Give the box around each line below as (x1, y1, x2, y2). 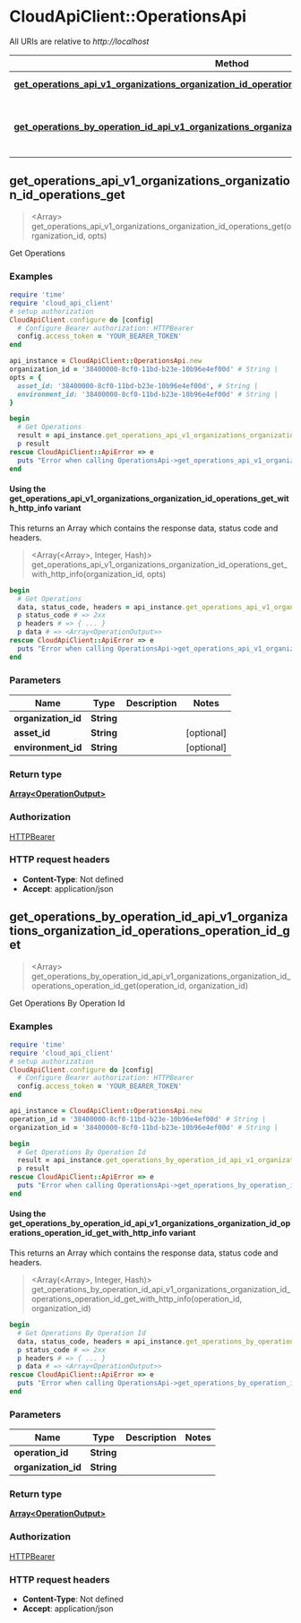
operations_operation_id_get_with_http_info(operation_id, (30, 1293, 243, 1304)
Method (214, 56, 249, 69)
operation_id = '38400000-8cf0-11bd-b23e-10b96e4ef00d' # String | (9, 1114, 267, 1124)
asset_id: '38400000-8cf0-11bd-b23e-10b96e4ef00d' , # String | (17, 381, 258, 391)
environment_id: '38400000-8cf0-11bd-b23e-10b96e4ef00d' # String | (17, 390, 279, 399)
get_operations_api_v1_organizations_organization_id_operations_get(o (30, 220, 292, 231)
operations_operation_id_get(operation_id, (30, 980, 187, 991)
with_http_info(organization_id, (30, 568, 145, 579)
